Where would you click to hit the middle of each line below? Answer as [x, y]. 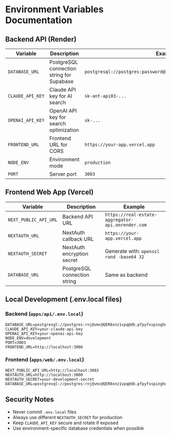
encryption [75, 253]
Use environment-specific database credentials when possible [78, 428]
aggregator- [119, 220]
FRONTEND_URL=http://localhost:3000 [44, 347]
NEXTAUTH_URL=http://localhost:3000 [44, 375]
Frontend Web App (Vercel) [50, 192]
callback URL [78, 239]
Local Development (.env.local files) [64, 300]
